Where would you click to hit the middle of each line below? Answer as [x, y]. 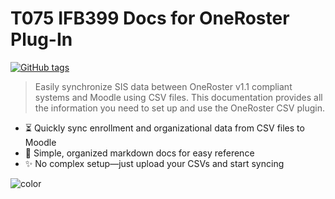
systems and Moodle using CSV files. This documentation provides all [178, 97]
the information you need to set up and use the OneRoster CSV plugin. [179, 108]
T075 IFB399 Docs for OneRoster [150, 18]
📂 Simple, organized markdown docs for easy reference [139, 153]
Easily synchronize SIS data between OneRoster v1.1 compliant [163, 86]
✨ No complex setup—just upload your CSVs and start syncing [154, 163]
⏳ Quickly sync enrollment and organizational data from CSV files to [164, 128]
